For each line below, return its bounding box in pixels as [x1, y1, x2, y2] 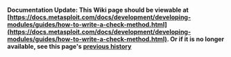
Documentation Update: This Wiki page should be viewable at [7, 6, 189, 14]
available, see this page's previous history [7, 43, 132, 50]
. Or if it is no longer [166, 35, 225, 43]
